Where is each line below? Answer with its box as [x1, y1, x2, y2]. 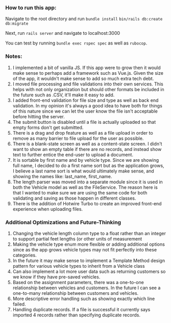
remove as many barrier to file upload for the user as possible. [12, 135, 144, 141]
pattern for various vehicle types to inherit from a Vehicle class [12, 263, 145, 269]
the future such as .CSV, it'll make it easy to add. [12, 92, 115, 98]
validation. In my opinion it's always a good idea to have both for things [12, 102, 162, 109]
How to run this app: [5, 4, 57, 11]
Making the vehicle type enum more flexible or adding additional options [12, 241, 165, 247]
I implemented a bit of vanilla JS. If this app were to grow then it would [12, 64, 161, 71]
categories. [12, 252, 37, 258]
